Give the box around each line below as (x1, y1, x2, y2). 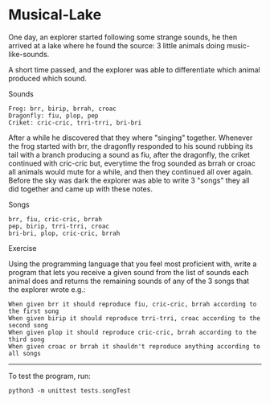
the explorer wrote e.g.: (8, 284, 86, 294)
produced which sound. (8, 73, 87, 83)
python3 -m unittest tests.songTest (8, 386, 131, 395)
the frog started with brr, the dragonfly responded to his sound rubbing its (8, 141, 253, 150)
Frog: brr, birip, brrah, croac (8, 105, 117, 113)
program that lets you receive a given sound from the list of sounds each (8, 267, 249, 277)
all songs (8, 349, 42, 357)
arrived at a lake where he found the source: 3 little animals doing (8, 40, 225, 50)
